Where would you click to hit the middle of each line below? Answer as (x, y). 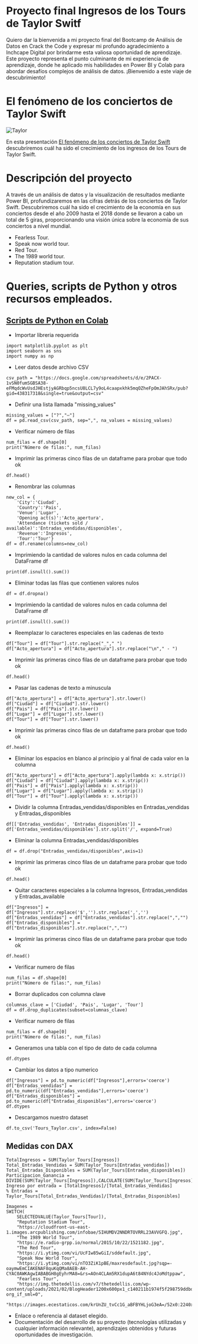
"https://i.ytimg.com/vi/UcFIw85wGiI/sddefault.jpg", (84, 1253)
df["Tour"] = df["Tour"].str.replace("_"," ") (64, 643)
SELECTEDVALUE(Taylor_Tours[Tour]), (62, 1217)
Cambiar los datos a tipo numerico (56, 1069)
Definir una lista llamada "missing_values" (65, 404)
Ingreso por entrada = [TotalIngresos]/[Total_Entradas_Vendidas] (89, 1186)
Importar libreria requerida (47, 335)
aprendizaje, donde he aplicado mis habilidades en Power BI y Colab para (95, 65)
